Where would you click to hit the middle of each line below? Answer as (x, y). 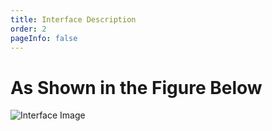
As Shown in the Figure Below (136, 87)
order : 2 (28, 29)
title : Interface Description (73, 19)
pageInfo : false (44, 38)
